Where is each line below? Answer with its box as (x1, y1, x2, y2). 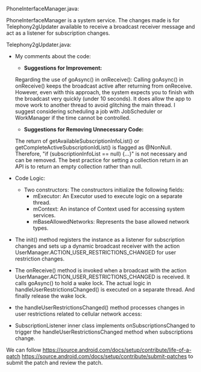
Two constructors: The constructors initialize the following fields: (23, 186, 185, 193)
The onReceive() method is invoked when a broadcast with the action (14, 267, 187, 274)
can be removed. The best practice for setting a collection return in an (14, 157, 188, 164)
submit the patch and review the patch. (6, 359, 103, 366)
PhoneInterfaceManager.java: (6, 5, 79, 12)
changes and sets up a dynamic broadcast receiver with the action (14, 242, 180, 250)
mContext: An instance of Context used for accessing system (32, 205, 185, 212)
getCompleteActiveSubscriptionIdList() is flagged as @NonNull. (14, 144, 172, 151)
